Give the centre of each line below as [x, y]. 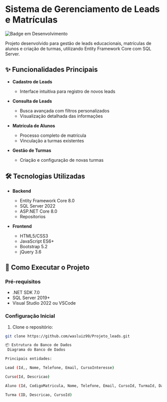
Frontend [22, 226]
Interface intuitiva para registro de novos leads [68, 91]
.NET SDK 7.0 [26, 293]
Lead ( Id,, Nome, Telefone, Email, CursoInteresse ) [60, 368]
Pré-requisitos [23, 282]
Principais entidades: [29, 359]
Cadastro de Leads [32, 81]
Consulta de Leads [32, 101]
